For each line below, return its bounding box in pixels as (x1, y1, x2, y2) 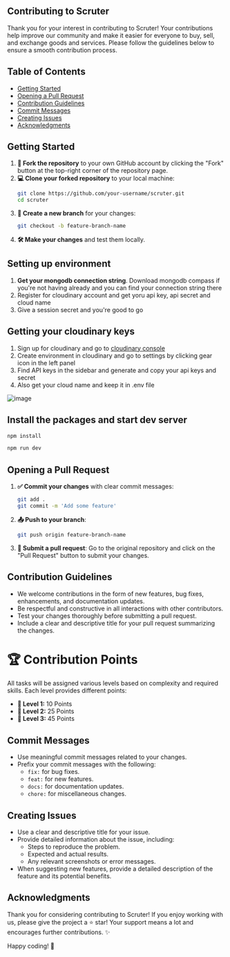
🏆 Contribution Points (7, 652, 138, 667)
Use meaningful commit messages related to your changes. (17, 753, 187, 762)
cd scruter (17, 197, 49, 204)
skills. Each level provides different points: (7, 686, 127, 695)
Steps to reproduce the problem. (27, 842, 121, 851)
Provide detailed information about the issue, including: (17, 835, 175, 844)
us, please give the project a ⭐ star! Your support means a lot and (7, 918, 194, 926)
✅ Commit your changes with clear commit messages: (17, 483, 174, 491)
